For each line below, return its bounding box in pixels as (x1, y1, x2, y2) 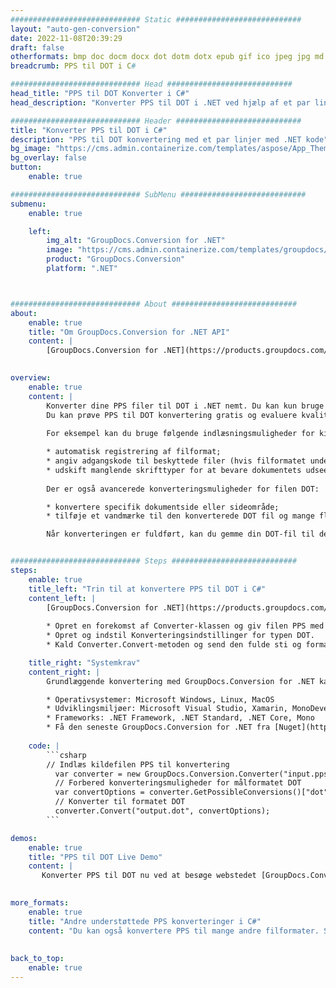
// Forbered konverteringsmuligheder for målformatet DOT (54, 778, 302, 788)
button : (10, 162, 43, 173)
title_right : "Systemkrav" (28, 657, 141, 668)
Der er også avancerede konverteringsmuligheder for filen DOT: (46, 484, 320, 494)
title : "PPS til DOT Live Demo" (28, 852, 163, 862)
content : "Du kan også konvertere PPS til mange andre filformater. (28, 926, 320, 936)
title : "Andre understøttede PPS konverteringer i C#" (28, 916, 262, 926)
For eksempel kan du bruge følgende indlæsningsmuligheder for (46, 429, 315, 439)
